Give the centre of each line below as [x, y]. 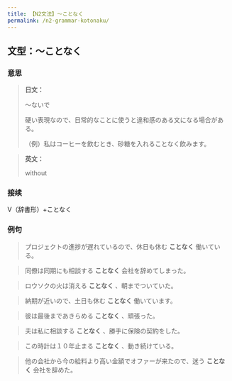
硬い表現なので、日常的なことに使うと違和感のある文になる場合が [121, 120]
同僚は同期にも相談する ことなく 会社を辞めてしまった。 [107, 270]
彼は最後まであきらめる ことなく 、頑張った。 [92, 316]
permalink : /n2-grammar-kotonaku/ [59, 21]
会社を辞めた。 [55, 370]
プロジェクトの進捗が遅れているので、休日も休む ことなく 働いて [119, 246]
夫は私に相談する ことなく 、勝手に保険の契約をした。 [104, 331]
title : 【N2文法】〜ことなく [45, 14]
